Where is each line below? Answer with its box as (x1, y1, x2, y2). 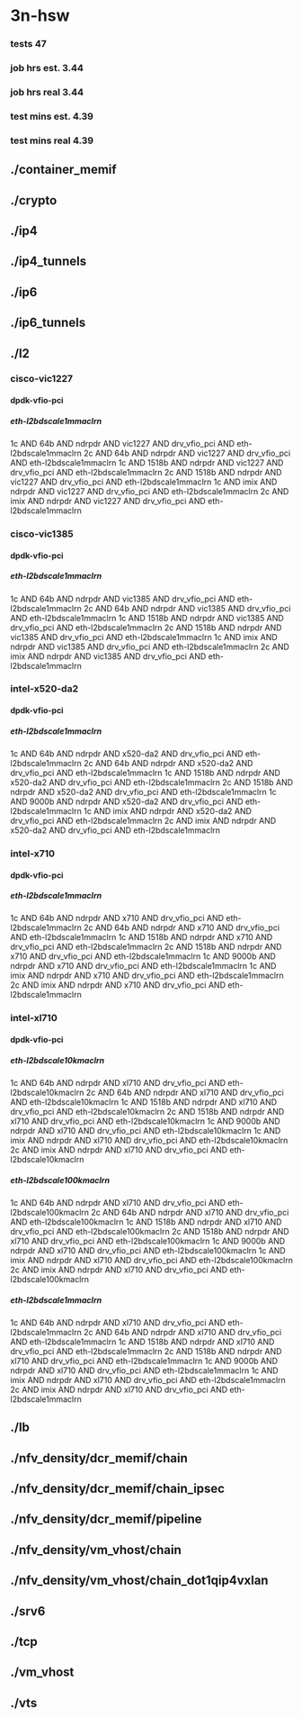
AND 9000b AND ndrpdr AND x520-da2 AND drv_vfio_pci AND (10, 796, 244, 807)
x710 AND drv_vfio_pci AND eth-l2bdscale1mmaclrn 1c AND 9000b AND (10, 951, 277, 962)
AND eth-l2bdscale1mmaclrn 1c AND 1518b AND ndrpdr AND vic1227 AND (10, 457, 284, 468)
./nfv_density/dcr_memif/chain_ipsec (10, 1481, 226, 1496)
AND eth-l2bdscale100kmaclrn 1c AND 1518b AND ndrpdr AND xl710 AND (10, 1216, 282, 1227)
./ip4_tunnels (10, 254, 87, 269)
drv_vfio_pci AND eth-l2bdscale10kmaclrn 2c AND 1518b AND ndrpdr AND (10, 1106, 285, 1117)
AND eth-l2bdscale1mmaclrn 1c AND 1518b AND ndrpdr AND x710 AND (10, 932, 273, 943)
